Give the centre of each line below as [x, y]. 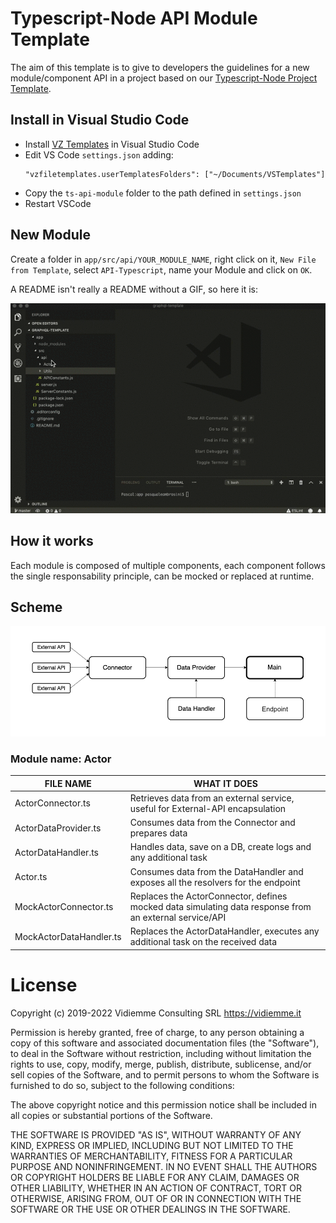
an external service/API [178, 917]
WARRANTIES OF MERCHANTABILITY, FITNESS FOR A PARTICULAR [151, 1156]
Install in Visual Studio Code [100, 120]
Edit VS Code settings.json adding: [99, 154]
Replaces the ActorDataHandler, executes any [224, 931]
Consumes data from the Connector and [212, 823]
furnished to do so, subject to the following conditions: [122, 1085]
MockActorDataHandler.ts [68, 936]
